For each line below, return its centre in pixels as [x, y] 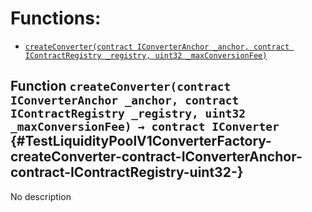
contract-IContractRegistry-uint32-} [127, 172]
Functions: [56, 18]
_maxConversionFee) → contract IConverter [145, 127]
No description [41, 196]
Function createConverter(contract [121, 86]
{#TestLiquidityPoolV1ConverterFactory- [141, 141]
